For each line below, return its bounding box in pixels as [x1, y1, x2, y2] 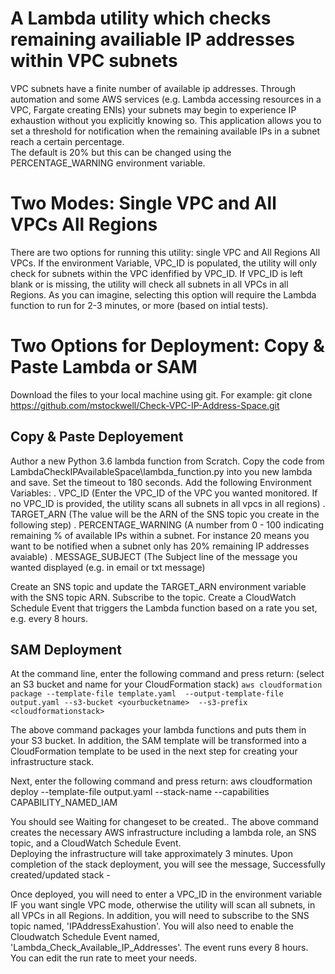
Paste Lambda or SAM [10, 356, 198, 379]
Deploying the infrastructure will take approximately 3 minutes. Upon [10, 848, 293, 860]
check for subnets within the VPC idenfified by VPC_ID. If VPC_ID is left [10, 267, 303, 279]
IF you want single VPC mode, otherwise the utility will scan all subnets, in [10, 899, 316, 911]
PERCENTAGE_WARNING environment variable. [10, 157, 206, 169]
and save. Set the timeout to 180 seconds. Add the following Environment [10, 476, 312, 488]
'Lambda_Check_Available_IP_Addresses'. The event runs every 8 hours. [10, 942, 309, 954]
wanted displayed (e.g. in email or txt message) [10, 561, 206, 573]
